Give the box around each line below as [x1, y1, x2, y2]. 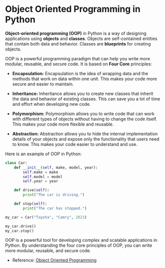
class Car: [5, 160, 28, 165]
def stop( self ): [14, 201, 48, 206]
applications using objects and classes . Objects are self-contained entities [5, 36, 158, 42]
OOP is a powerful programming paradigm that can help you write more [5, 55, 150, 61]
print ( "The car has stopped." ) [23, 206, 87, 211]
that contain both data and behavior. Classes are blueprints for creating [5, 41, 151, 46]
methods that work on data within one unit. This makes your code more [12, 76, 157, 82]
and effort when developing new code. [12, 101, 91, 107]
